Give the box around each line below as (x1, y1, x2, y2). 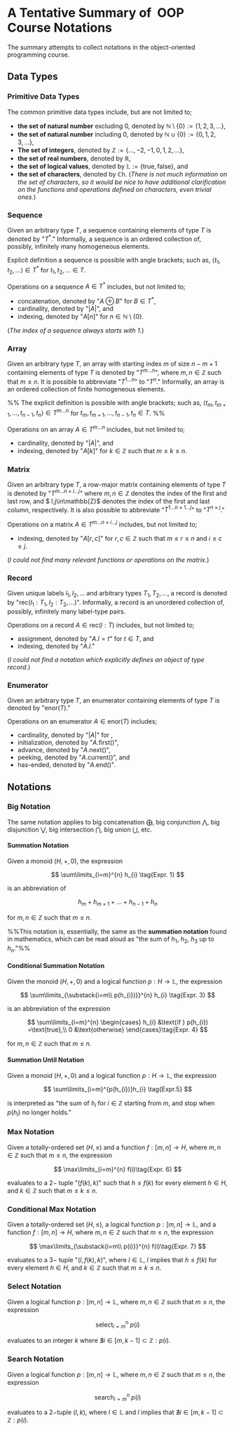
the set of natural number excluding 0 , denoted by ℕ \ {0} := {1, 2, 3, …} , (17, 121, 226, 130)
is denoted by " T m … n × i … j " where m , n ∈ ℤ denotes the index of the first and (7, 488, 228, 497)
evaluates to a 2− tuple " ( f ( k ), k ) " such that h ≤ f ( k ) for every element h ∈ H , (7, 1178, 228, 1187)
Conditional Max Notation (7, 1204, 97, 1214)
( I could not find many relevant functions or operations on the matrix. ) (7, 555, 209, 564)
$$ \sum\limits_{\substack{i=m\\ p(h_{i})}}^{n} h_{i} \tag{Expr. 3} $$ (20, 990, 216, 999)
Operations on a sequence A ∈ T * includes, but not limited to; (7, 281, 186, 291)
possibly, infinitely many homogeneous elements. (7, 242, 150, 250)
